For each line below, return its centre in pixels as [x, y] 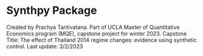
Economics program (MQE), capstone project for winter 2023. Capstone [97, 33]
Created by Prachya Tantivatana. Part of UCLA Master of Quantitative [93, 27]
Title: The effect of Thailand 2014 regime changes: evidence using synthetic [102, 40]
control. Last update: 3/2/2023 [45, 46]
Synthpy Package [52, 11]
